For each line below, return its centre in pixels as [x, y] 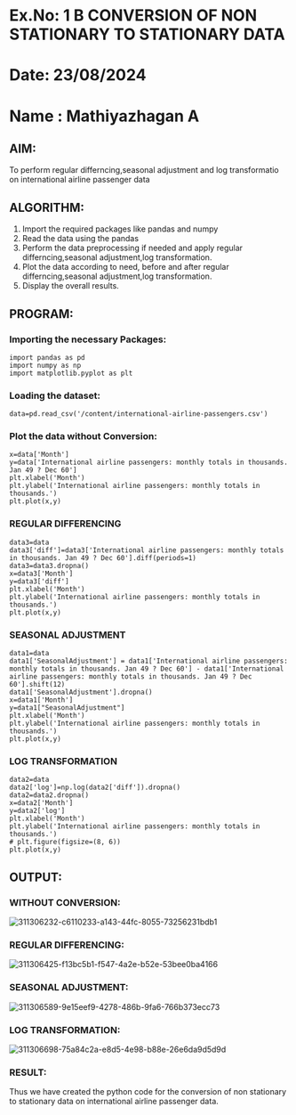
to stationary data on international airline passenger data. [114, 1102]
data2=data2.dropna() [49, 795]
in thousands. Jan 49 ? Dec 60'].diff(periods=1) [103, 557]
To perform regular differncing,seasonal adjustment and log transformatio [144, 170]
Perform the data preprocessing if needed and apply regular [132, 248]
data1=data [29, 654]
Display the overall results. [71, 286]
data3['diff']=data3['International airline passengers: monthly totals [147, 550]
